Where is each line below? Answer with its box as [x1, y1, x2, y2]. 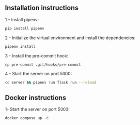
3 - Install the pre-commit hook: [5, 53, 69, 58]
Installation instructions [5, 4, 78, 12]
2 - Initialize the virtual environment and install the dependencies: [5, 35, 136, 41]
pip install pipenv [5, 26, 45, 31]
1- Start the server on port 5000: [5, 106, 70, 112]
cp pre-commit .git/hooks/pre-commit [5, 62, 81, 67]
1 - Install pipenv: [5, 16, 39, 22]
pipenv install [5, 44, 36, 49]
